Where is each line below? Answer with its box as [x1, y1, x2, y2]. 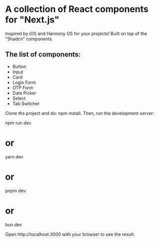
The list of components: [5, 50, 81, 59]
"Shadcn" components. [5, 36, 53, 42]
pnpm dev [5, 188, 26, 194]
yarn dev [5, 153, 23, 160]
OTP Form [12, 85, 33, 91]
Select [12, 95, 26, 101]
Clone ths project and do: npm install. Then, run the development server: [5, 110, 155, 116]
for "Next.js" [5, 14, 60, 25]
